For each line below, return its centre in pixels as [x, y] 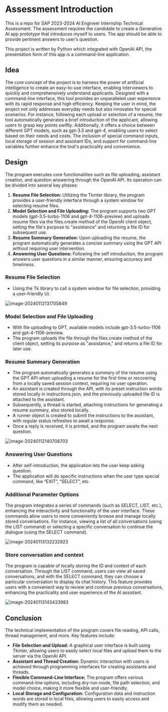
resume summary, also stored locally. [51, 410]
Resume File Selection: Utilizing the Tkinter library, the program [78, 195]
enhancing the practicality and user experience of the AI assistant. [74, 593]
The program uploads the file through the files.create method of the [82, 338]
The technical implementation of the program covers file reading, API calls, [82, 630]
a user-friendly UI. [31, 293]
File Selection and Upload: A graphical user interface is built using [81, 646]
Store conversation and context [44, 555]
